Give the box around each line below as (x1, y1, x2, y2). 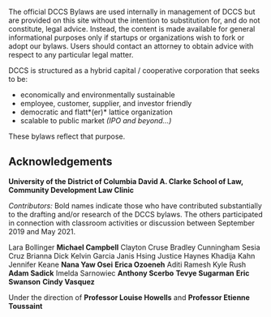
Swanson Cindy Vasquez (8, 276, 95, 286)
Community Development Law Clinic (8, 185, 135, 195)
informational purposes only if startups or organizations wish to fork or (8, 32, 245, 42)
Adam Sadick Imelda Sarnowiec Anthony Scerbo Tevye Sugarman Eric (8, 268, 250, 278)
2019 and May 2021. (8, 226, 76, 236)
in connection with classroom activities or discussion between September (8, 218, 256, 228)
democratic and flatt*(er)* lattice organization (19, 107, 173, 117)
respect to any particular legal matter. (8, 50, 134, 59)
